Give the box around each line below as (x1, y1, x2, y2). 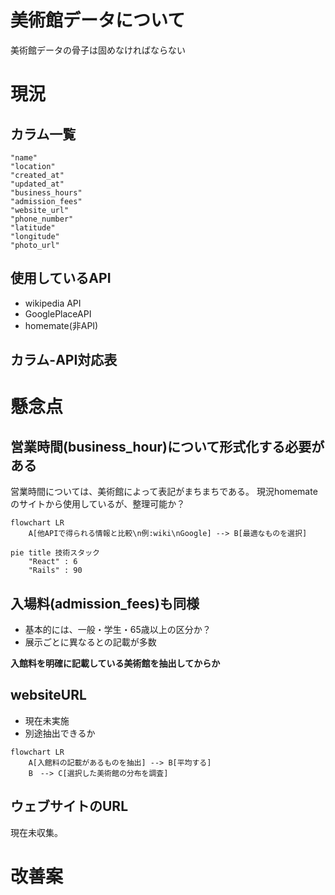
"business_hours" (10, 187, 83, 198)
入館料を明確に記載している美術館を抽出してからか (10, 657, 221, 669)
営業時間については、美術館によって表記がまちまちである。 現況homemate (10, 486, 318, 498)
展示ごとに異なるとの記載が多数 (24, 636, 157, 648)
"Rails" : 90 (28, 566, 83, 576)
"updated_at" (10, 179, 65, 189)
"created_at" (10, 170, 65, 180)
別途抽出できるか (24, 727, 96, 739)
